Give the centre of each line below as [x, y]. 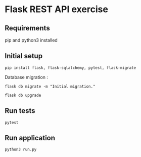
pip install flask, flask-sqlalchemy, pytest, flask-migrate [70, 68]
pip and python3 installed [31, 40]
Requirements [27, 28]
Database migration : [27, 77]
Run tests [20, 111]
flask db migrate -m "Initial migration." [50, 86]
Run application [30, 138]
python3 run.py [21, 150]
